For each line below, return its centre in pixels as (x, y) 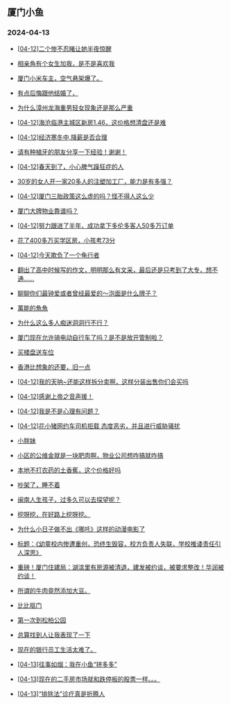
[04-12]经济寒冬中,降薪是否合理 (62, 137)
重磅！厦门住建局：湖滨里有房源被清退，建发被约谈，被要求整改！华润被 (120, 567)
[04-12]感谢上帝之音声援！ (55, 396)
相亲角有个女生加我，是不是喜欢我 (66, 63)
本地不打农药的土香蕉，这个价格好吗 (69, 470)
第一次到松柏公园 (42, 620)
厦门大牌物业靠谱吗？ (48, 211)
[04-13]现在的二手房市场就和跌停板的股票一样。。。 (89, 679)
